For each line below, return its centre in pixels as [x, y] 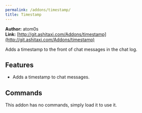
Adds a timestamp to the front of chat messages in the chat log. [71, 49]
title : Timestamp [23, 15]
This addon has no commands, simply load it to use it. [61, 105]
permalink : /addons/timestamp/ [38, 10]
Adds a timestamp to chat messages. [51, 77]
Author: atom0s [22, 29]
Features [19, 65]
